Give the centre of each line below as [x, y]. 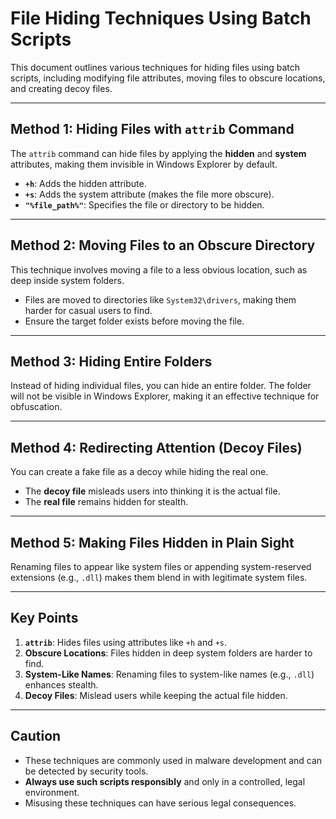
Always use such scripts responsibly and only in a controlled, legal [165, 781]
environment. [52, 792]
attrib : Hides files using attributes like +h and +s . [126, 642]
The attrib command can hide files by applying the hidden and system [158, 153]
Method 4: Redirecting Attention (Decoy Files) [156, 447]
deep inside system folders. [67, 280]
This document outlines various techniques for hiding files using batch [155, 67]
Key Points [44, 618]
